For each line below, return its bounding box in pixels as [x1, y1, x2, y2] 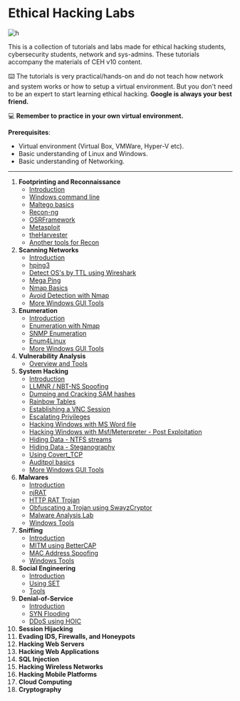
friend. [8, 97, 29, 106]
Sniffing [18, 526, 43, 534]
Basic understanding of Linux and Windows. [18, 149, 148, 158]
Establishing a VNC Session [28, 404, 111, 413]
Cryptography [18, 685, 62, 693]
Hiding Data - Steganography [28, 442, 115, 451]
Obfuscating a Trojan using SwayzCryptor [28, 503, 152, 511]
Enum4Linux [28, 337, 66, 345]
